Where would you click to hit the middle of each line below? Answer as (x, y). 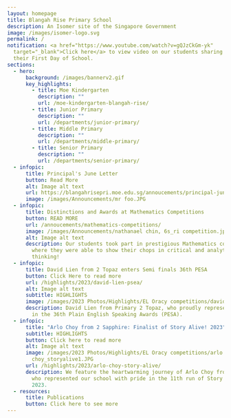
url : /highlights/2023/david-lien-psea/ (84, 282)
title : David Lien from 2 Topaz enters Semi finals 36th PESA (116, 269)
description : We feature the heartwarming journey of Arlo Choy (119, 372)
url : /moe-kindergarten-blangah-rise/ (93, 103)
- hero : (24, 71)
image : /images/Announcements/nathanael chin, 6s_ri (102, 231)
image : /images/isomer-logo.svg (53, 33)
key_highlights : (48, 84)
